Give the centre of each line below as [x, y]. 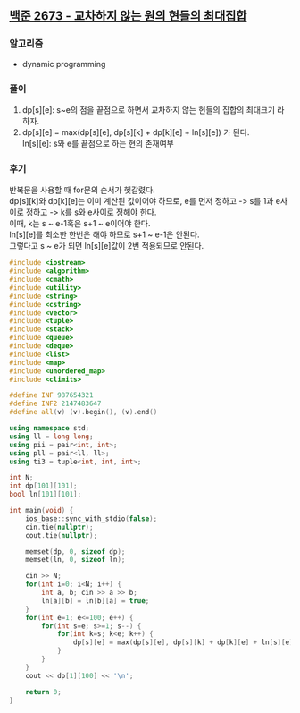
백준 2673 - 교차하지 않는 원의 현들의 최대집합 [128, 16]
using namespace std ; [50, 429]
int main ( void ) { [42, 511]
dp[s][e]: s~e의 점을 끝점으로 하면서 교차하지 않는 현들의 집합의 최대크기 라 [153, 109]
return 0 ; [44, 692]
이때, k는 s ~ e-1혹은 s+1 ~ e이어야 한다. [80, 224]
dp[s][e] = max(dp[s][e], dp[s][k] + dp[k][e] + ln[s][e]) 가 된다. [136, 132]
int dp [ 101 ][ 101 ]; [43, 486]
